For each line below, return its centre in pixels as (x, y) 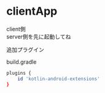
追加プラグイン (25, 50)
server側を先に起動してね (39, 36)
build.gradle (21, 62)
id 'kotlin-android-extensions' (59, 79)
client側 (16, 29)
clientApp (32, 11)
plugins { (19, 73)
